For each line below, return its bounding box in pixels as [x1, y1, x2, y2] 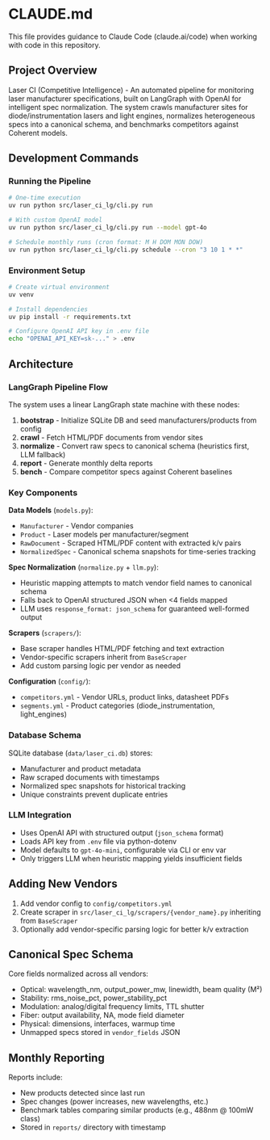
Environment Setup [8, 264, 86, 276]
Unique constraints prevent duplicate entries [19, 789, 168, 799]
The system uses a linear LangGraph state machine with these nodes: [8, 399, 240, 409]
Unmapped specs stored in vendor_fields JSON [19, 1028, 181, 1037]
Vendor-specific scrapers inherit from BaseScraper [19, 652, 188, 663]
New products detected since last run [19, 1088, 145, 1098]
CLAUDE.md [8, 5, 93, 23]
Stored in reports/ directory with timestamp [19, 1122, 167, 1132]
